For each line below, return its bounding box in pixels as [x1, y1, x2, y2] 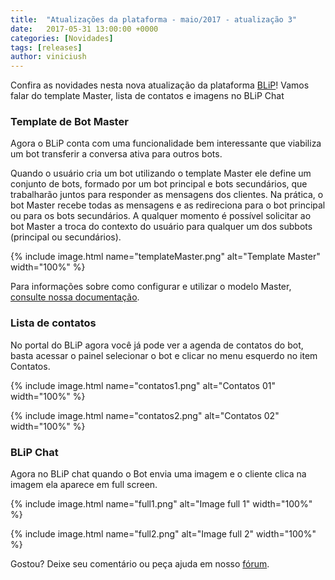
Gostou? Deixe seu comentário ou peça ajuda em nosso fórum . [10, 558, 270, 570]
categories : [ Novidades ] [10, 33, 114, 43]
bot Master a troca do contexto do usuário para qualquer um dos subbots [10, 221, 313, 233]
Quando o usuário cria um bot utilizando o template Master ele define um [10, 167, 312, 180]
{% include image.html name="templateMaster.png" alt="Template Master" [10, 251, 321, 263]
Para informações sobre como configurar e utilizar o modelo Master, [10, 281, 292, 293]
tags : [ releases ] [10, 42, 83, 53]
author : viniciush [10, 52, 87, 62]
